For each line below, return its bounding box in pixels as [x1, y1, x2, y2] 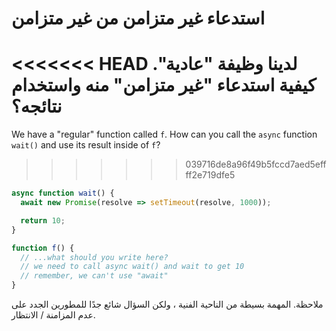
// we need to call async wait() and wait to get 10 [20, 262, 245, 272]
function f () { [11, 243, 75, 253]
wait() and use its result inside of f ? [11, 139, 161, 151]
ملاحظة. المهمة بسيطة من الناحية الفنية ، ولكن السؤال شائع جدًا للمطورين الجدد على [11, 298, 324, 310]
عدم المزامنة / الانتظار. [11, 309, 96, 321]
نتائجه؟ [11, 95, 63, 118]
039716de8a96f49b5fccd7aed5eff [185, 158, 327, 171]
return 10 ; [20, 215, 66, 226]
